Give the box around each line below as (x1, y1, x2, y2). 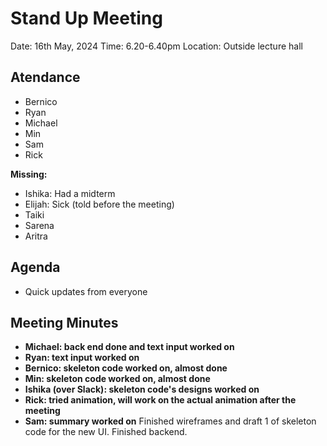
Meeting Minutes (10, 314, 119, 331)
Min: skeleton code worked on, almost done (24, 373, 211, 385)
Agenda (10, 259, 61, 276)
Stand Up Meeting (10, 7, 163, 30)
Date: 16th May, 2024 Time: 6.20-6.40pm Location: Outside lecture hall (10, 40, 303, 52)
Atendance (10, 69, 81, 86)
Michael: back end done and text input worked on (24, 341, 235, 353)
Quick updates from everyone (24, 285, 148, 297)
